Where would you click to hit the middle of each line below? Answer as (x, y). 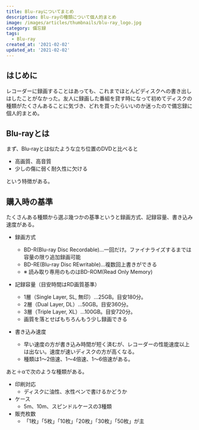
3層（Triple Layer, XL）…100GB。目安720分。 (80, 312)
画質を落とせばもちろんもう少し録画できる (75, 319)
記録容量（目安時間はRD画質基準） (57, 284)
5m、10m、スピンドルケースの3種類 (68, 406)
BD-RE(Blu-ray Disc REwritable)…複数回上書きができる (90, 264)
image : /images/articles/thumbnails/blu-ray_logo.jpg (74, 22)
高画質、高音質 (33, 161)
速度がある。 (22, 225)
